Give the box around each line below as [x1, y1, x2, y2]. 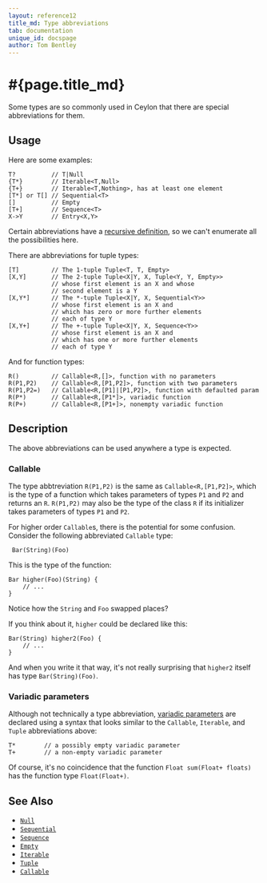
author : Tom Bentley [8, 42, 78, 50]
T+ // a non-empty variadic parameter [8, 749, 162, 757]
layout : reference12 [8, 11, 78, 20]
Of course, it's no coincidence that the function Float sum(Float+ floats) [8, 762, 252, 772]
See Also [8, 794, 54, 808]
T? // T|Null [8, 170, 84, 178]
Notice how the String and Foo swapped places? [8, 603, 169, 613]
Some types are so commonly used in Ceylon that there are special [8, 102, 229, 112]
